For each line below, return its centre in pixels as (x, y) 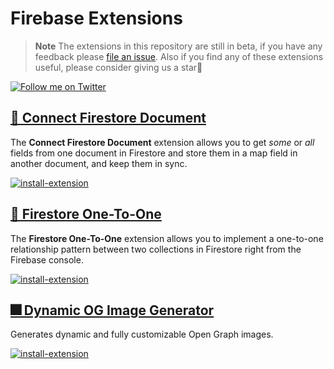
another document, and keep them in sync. (99, 163)
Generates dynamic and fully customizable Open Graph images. (142, 334)
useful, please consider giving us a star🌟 (118, 67)
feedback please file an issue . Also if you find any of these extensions (179, 56)
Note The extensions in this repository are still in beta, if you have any (178, 46)
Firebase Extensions (96, 18)
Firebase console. (47, 259)
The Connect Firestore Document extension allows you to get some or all (162, 142)
